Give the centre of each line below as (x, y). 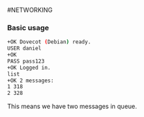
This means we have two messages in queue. (72, 107)
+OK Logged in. (29, 67)
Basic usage (28, 28)
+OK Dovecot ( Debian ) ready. (49, 42)
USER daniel (24, 49)
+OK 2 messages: (30, 81)
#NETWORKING (30, 10)
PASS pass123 (26, 61)
